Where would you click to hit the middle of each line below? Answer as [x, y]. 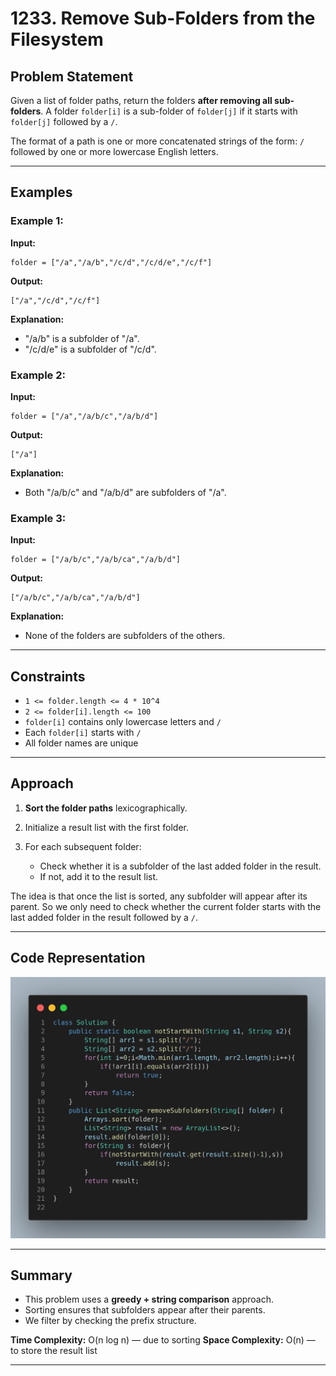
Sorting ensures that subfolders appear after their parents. [145, 1310]
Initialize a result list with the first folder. [106, 827]
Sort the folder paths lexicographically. [106, 808]
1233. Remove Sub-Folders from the [163, 18]
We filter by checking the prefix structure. [110, 1321]
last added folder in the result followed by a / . [104, 917]
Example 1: [37, 221]
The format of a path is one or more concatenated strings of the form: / [157, 141]
